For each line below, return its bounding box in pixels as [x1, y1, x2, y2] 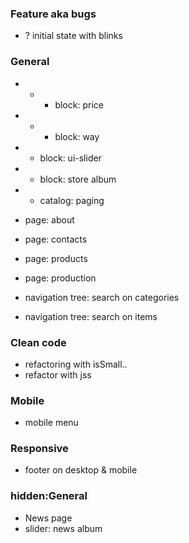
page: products [24, 252, 88, 264]
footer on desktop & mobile [24, 464, 138, 476]
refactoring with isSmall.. [24, 358, 128, 370]
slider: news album [24, 522, 103, 534]
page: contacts [24, 233, 88, 245]
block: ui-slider [39, 152, 102, 164]
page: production [24, 272, 97, 284]
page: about [24, 213, 75, 226]
